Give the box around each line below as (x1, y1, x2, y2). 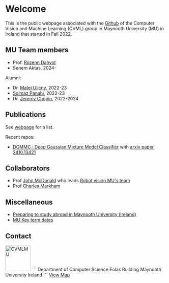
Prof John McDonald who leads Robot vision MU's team (12, 178, 130, 184)
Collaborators (5, 164, 50, 172)
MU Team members (5, 46, 69, 54)
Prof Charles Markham (12, 183, 61, 189)
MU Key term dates (12, 217, 53, 223)
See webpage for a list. (5, 124, 54, 130)
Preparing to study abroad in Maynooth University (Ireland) (12, 211, 136, 217)
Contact (5, 231, 32, 241)
